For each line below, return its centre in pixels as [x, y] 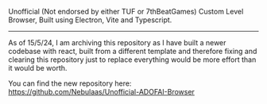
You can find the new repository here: [70, 83]
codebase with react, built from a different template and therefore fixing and [133, 51]
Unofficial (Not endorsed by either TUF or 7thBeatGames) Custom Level [126, 12]
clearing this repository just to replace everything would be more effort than [132, 60]
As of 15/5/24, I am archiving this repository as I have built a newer [117, 42]
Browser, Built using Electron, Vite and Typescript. [90, 20]
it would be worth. [38, 68]
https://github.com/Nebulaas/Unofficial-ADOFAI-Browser [101, 92]
